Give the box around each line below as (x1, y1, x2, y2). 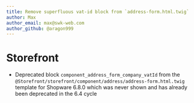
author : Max (6, 14, 36, 20)
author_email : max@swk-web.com (6, 20, 85, 26)
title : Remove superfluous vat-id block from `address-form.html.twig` (6, 8, 189, 15)
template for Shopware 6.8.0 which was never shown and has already (14, 84, 188, 91)
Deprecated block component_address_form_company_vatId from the (14, 71, 180, 78)
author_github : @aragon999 (6, 25, 74, 32)
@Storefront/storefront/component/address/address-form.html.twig (14, 78, 185, 84)
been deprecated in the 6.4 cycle (14, 90, 97, 98)
